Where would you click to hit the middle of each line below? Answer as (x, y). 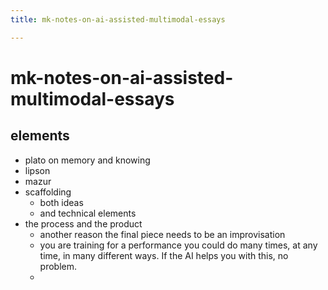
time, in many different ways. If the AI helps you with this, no (164, 255)
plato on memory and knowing (87, 160)
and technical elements (88, 213)
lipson (37, 170)
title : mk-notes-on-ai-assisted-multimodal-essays (118, 19)
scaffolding (48, 192)
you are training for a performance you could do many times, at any (178, 245)
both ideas (61, 202)
